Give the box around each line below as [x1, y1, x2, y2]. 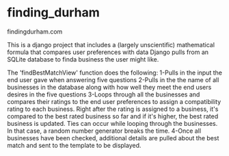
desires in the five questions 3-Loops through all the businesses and [7, 90, 200, 99]
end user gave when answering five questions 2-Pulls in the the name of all [7, 75, 219, 83]
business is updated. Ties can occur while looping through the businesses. [7, 119, 218, 127]
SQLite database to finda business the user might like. [7, 55, 159, 63]
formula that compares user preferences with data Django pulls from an [7, 48, 209, 56]
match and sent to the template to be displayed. [7, 141, 142, 149]
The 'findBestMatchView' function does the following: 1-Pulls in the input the [7, 68, 222, 77]
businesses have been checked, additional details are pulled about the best [7, 133, 219, 142]
